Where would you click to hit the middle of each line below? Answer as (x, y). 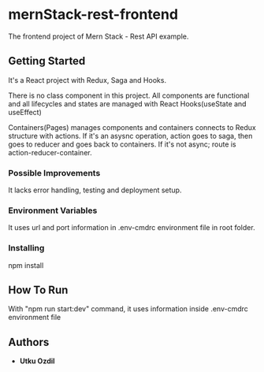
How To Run (38, 290)
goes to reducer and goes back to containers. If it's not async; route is (122, 144)
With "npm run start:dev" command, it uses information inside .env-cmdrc (128, 309)
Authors (29, 342)
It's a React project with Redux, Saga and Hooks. (87, 80)
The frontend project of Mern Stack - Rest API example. (99, 36)
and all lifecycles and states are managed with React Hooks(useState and (127, 103)
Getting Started (47, 61)
